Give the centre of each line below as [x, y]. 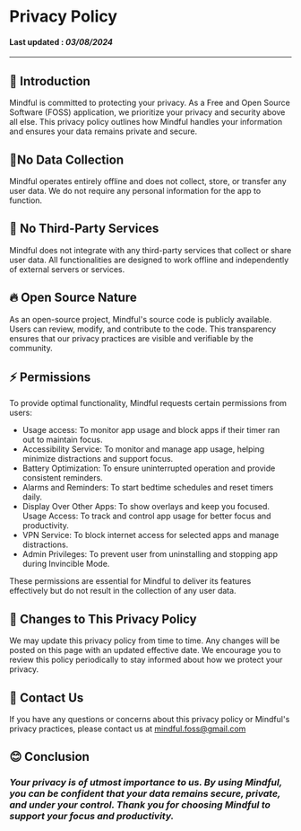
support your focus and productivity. [92, 817]
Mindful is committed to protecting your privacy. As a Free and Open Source [150, 103]
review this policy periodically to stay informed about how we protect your [146, 660]
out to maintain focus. [62, 440]
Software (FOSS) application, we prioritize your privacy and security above [147, 112]
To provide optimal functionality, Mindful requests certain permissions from [148, 403]
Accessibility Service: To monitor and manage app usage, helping [143, 449]
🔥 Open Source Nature [73, 298]
